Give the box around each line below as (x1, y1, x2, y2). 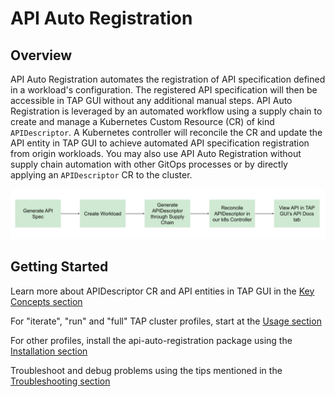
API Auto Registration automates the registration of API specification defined (10, 73, 326, 85)
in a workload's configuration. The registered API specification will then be (10, 84, 318, 96)
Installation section (10, 345, 88, 357)
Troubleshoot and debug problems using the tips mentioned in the (10, 364, 283, 376)
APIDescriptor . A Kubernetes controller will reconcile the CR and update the (10, 127, 323, 138)
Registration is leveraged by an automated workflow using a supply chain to (10, 105, 323, 117)
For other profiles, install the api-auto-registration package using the (10, 334, 293, 346)
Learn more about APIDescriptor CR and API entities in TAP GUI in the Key (10, 285, 315, 297)
